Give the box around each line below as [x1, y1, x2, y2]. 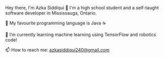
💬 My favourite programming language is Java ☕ [5, 20, 106, 26]
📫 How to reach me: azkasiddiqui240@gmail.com [5, 47, 110, 52]
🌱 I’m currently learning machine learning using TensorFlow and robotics [5, 31, 156, 37]
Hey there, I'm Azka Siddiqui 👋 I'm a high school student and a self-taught [5, 5, 159, 10]
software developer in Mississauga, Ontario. [5, 10, 97, 16]
